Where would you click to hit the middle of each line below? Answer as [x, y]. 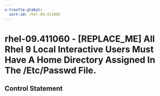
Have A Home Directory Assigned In [80, 60]
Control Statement [34, 89]
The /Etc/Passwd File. [51, 70]
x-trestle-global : [24, 10]
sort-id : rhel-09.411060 [35, 14]
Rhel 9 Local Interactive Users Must [79, 49]
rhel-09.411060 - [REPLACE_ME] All [80, 39]
